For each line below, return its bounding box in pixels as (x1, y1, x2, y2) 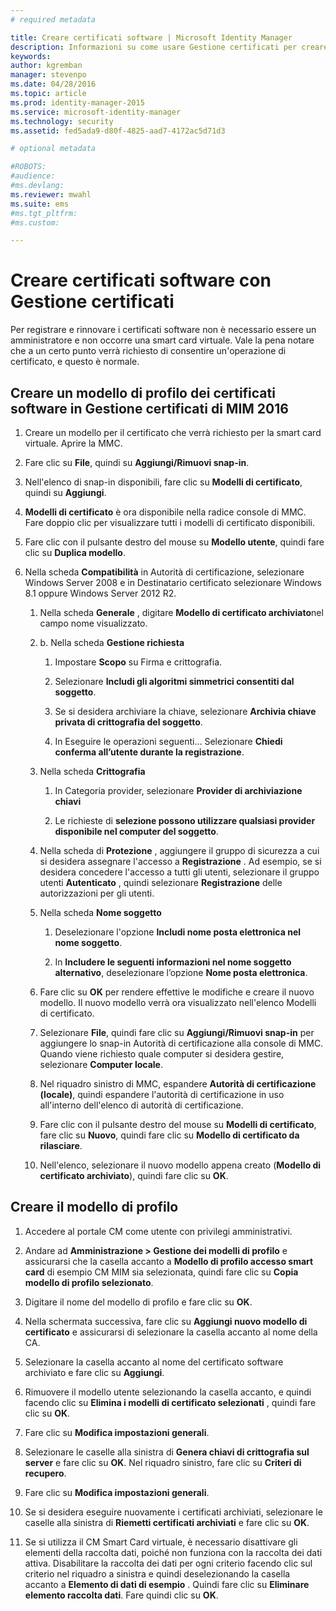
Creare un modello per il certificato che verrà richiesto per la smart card (24, 427, 322, 438)
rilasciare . (39, 1140, 83, 1151)
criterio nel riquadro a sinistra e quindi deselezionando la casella (24, 1567, 291, 1580)
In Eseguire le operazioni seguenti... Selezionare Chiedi (54, 736, 283, 747)
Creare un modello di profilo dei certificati (10, 384, 276, 401)
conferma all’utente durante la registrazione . (54, 746, 245, 758)
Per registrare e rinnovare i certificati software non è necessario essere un (10, 324, 317, 336)
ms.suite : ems (10, 199, 70, 209)
